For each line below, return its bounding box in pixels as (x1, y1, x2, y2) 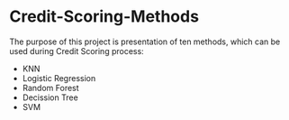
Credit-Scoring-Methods (9, 6, 200, 27)
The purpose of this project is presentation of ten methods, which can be (9, 36, 281, 47)
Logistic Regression (22, 72, 96, 83)
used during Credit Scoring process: (9, 45, 144, 56)
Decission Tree (22, 92, 78, 103)
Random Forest (22, 82, 79, 93)
